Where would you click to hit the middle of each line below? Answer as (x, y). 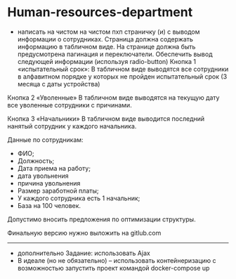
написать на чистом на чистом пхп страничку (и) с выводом (109, 32)
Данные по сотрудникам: (45, 139)
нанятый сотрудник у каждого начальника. (72, 126)
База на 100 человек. (49, 205)
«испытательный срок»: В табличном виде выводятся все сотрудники (123, 69)
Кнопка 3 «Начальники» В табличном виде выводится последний (106, 118)
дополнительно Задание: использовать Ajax (84, 253)
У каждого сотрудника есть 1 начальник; (79, 198)
